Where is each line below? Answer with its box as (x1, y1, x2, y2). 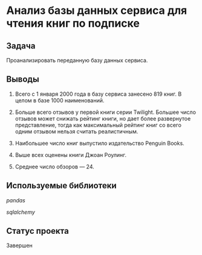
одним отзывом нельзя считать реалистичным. (15, 128, 138, 135)
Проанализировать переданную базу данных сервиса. (6, 57, 148, 64)
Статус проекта (6, 226, 70, 236)
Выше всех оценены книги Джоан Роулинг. (15, 151, 127, 158)
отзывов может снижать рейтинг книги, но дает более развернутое (15, 114, 191, 122)
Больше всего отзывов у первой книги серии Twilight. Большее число (15, 108, 197, 116)
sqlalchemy (6, 208, 35, 216)
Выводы (6, 74, 39, 85)
